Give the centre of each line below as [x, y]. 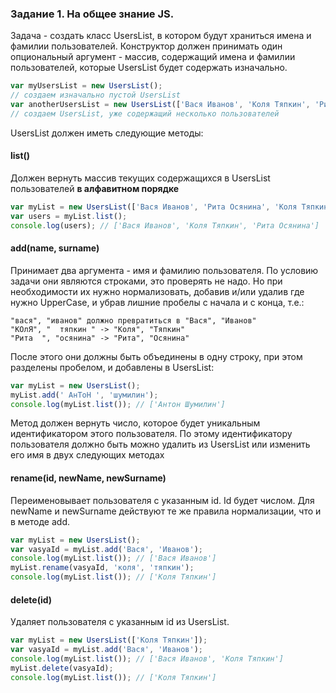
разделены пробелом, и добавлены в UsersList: [112, 367]
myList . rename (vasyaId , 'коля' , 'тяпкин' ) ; [102, 568]
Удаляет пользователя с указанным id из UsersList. [120, 622]
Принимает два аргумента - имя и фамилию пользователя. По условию [164, 270]
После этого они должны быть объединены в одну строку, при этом [156, 356]
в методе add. [40, 521]
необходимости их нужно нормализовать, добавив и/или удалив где [157, 291]
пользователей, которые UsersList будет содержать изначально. [149, 68]
